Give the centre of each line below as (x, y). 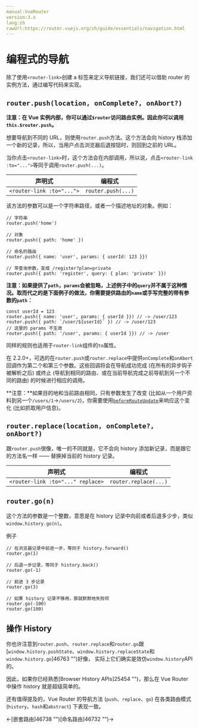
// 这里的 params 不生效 (34, 328)
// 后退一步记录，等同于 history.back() (52, 565)
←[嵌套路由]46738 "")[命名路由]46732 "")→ (60, 719)
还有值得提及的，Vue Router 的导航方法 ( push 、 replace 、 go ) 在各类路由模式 (99, 699)
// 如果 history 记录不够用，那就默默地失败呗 (58, 598)
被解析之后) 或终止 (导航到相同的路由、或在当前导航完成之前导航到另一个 (96, 373)
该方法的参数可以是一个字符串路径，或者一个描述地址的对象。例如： (90, 206)
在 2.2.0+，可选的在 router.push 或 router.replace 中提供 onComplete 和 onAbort (100, 358)
